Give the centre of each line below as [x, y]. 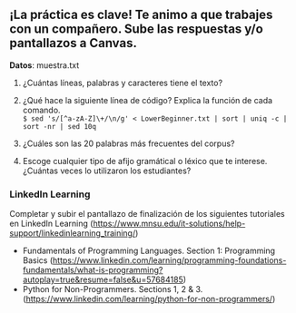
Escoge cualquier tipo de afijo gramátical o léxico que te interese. [145, 161]
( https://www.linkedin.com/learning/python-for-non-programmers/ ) [149, 299]
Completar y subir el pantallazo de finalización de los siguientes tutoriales [147, 214]
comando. [41, 110]
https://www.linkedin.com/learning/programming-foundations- [170, 260]
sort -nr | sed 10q [59, 126]
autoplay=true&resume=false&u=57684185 [103, 279]
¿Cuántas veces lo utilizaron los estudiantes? [107, 171]
